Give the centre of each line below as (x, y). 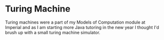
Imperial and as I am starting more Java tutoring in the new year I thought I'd (82, 27)
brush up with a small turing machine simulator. (53, 32)
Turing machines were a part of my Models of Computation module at (75, 22)
